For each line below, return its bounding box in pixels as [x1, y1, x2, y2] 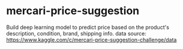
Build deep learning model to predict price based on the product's [6, 24, 170, 31]
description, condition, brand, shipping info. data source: [6, 30, 147, 37]
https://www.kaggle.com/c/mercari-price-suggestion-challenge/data [6, 36, 177, 43]
